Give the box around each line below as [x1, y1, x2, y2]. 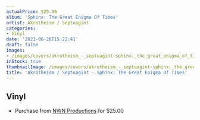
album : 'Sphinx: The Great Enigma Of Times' [6, 14, 118, 20]
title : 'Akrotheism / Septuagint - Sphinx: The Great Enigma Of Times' [6, 70, 187, 75]
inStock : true [6, 58, 42, 64]
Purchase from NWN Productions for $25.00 [14, 108, 124, 115]
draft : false [6, 42, 39, 48]
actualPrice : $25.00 [6, 8, 58, 15]
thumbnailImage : [6, 64, 46, 70]
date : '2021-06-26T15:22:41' [6, 36, 79, 42]
